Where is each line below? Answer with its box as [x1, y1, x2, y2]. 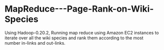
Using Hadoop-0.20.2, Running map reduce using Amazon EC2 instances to [4, 30, 159, 35]
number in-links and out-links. [4, 40, 66, 46]
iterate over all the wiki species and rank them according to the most [4, 35, 144, 41]
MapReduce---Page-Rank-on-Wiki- [4, 3, 154, 15]
